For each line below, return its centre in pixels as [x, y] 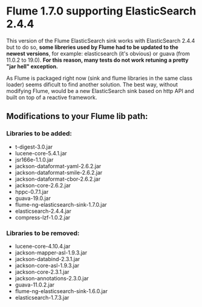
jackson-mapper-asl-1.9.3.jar [51, 253]
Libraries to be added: [39, 134]
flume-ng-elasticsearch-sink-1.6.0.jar [61, 291]
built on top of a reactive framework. [52, 97]
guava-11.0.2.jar [35, 285]
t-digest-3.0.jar [34, 147]
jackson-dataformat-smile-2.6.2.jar [59, 172]
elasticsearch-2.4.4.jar [43, 211]
